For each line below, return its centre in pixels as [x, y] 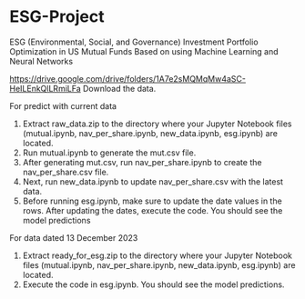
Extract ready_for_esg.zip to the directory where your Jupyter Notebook [158, 255]
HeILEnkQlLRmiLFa [45, 88]
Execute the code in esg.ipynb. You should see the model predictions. [153, 284]
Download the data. [119, 88]
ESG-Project [57, 17]
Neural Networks [41, 61]
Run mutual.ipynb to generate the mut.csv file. [109, 153]
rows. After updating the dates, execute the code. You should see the [152, 210]
